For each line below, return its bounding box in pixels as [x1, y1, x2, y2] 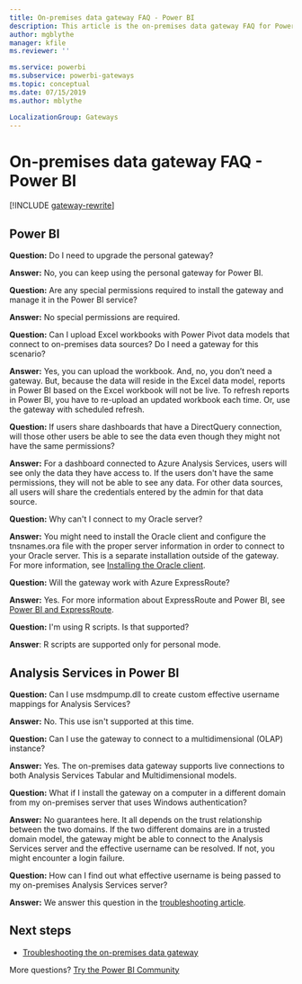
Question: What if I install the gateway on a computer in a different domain [9, 787, 286, 798]
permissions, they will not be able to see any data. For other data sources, [9, 478, 283, 488]
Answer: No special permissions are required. [9, 312, 181, 323]
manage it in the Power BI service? [9, 294, 138, 306]
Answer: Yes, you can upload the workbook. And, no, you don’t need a [9, 366, 272, 377]
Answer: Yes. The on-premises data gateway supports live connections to [9, 760, 285, 771]
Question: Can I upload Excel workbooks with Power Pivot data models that [9, 329, 290, 340]
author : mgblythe [9, 30, 75, 39]
